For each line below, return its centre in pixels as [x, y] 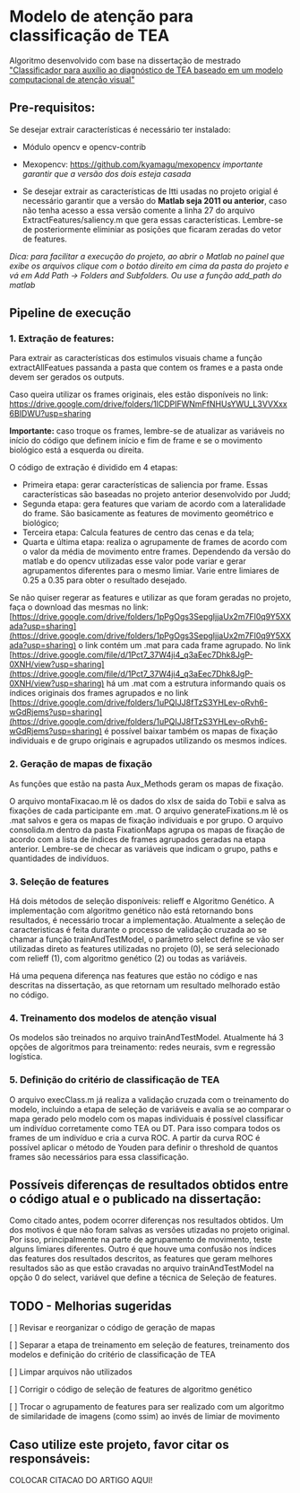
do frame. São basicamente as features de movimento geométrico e [148, 514]
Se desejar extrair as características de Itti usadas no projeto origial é [150, 191]
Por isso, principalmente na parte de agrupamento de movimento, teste [141, 1240]
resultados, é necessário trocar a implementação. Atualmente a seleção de [147, 920]
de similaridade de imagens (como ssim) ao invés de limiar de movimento [145, 1417]
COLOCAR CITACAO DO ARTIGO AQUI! [81, 1480]
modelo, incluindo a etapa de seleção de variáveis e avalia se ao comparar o [150, 1109]
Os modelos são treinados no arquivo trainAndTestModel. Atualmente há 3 [146, 1038]
